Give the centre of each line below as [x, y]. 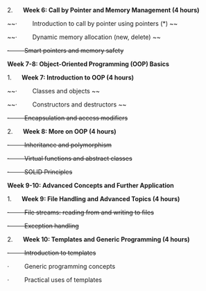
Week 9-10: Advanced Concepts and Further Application [91, 185]
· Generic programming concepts [61, 266]
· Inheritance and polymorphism [60, 145]
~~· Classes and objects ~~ [54, 91]
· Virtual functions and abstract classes [70, 158]
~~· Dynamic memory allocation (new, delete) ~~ [84, 37]
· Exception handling [43, 226]
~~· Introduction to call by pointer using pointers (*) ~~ [93, 23]
